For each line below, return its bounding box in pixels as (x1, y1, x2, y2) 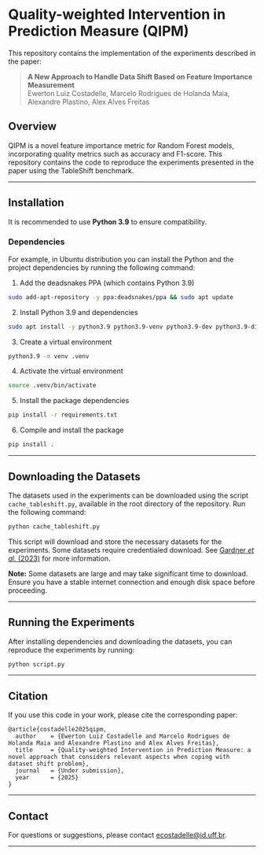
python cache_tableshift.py (8, 522, 101, 531)
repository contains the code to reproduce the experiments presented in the (8, 157, 254, 167)
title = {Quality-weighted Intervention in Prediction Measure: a (15, 746, 251, 754)
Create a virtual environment (19, 337, 112, 346)
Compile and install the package (19, 425, 124, 435)
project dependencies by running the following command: (8, 262, 196, 272)
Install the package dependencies (19, 396, 130, 405)
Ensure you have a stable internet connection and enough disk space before (8, 577, 255, 587)
